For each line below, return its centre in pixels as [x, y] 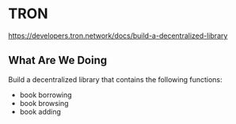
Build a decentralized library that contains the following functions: [116, 79]
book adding [40, 111]
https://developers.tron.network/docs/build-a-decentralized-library [118, 36]
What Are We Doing [58, 60]
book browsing [44, 103]
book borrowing [46, 95]
